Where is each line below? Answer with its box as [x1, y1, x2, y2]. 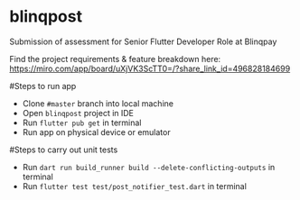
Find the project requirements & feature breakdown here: [9, 53, 221, 64]
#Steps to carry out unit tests [9, 144, 118, 155]
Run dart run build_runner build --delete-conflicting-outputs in [22, 161, 276, 172]
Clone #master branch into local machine [22, 97, 174, 109]
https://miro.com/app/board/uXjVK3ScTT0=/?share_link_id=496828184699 [9, 63, 291, 74]
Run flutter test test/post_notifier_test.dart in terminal [22, 180, 247, 191]
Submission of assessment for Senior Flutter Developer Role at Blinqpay [9, 36, 277, 47]
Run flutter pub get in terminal [22, 117, 142, 128]
